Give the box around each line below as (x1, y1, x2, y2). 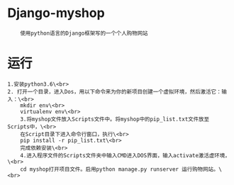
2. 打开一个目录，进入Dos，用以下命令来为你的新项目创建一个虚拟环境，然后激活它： (7, 88, 222, 95)
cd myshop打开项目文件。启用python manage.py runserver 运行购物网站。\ (20, 165, 222, 173)
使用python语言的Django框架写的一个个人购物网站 (20, 30, 148, 37)
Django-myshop (7, 5, 105, 21)
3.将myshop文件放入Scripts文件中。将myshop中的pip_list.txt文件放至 (20, 116, 210, 123)
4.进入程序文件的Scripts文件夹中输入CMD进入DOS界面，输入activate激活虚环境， (20, 152, 230, 159)
